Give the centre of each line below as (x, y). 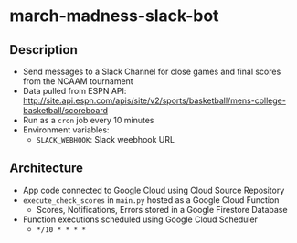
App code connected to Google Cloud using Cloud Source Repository (154, 190)
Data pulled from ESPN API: (74, 91)
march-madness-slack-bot (114, 16)
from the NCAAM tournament (78, 81)
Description (43, 50)
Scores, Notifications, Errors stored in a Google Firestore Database (162, 209)
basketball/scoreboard (65, 110)
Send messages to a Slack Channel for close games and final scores (152, 71)
